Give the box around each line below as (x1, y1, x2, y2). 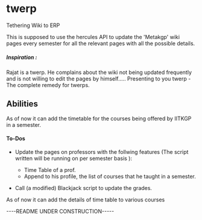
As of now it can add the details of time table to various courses (6, 196, 165, 203)
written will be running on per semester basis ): (14, 154, 133, 162)
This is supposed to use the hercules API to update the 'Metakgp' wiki (6, 33, 180, 40)
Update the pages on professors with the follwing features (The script (14, 148, 189, 155)
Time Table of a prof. (24, 166, 77, 173)
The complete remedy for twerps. (6, 81, 90, 88)
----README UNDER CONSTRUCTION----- (6, 207, 115, 215)
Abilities (6, 99, 38, 109)
